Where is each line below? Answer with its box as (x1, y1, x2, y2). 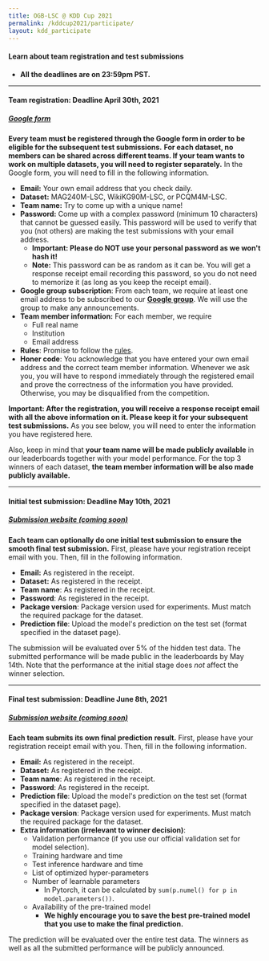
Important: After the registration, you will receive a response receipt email (8, 404, 260, 413)
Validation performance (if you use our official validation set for (31, 834, 241, 844)
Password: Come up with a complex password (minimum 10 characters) (19, 210, 259, 219)
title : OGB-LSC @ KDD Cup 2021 (8, 11, 113, 20)
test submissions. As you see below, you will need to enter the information (8, 421, 256, 430)
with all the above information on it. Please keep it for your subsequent (8, 413, 248, 422)
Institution (31, 328, 66, 338)
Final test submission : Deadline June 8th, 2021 (8, 694, 167, 704)
